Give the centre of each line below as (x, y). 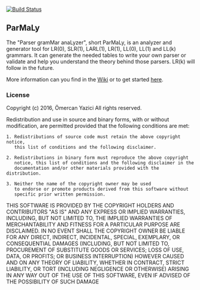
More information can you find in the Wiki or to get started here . (85, 79)
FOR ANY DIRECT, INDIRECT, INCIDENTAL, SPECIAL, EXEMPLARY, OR (93, 237)
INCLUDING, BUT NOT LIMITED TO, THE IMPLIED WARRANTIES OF (89, 218)
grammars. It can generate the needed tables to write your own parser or (96, 55)
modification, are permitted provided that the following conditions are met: (98, 126)
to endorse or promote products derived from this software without (101, 189)
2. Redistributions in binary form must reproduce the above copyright (97, 158)
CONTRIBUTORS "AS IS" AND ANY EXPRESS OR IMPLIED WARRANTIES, (96, 212)
